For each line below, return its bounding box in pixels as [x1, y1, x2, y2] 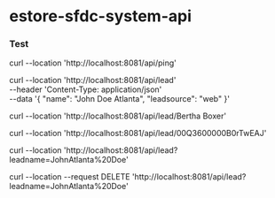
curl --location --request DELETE [9, 171, 130, 182]
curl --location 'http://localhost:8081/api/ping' [9, 57, 177, 68]
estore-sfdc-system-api [9, 6, 192, 27]
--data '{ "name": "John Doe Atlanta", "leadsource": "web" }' [9, 94, 231, 104]
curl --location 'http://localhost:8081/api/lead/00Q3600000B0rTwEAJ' [9, 128, 267, 139]
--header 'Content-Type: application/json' [9, 84, 162, 95]
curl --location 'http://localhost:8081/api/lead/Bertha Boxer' [9, 110, 227, 121]
